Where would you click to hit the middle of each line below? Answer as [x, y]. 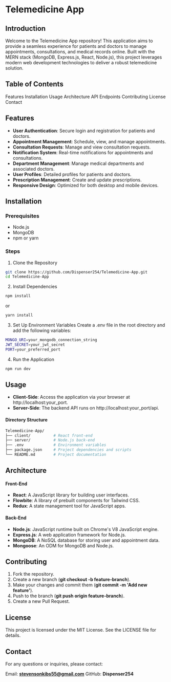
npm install [18, 296]
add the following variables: [42, 330]
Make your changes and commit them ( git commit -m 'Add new [80, 585]
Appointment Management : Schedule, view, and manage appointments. [89, 141]
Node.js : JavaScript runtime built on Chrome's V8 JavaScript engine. [85, 529]
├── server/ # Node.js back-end [50, 440]
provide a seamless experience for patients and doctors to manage [76, 46]
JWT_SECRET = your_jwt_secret [35, 345]
